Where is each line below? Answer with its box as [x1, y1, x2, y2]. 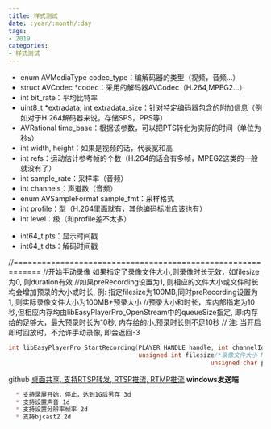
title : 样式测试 [8, 11, 58, 20]
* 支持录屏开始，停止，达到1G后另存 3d [15, 390, 131, 398]
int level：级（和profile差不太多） [19, 214, 131, 223]
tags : [8, 27, 27, 35]
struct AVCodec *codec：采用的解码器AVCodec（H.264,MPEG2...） [19, 82, 247, 92]
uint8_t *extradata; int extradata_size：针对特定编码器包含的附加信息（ [19, 103, 256, 112]
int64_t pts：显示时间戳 [19, 231, 98, 241]
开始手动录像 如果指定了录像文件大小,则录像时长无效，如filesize [48, 267, 260, 276]
